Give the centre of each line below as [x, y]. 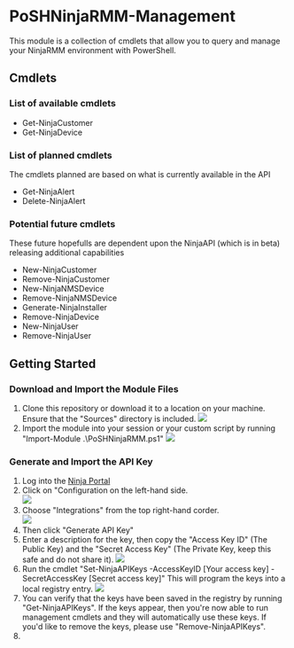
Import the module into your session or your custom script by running [149, 428]
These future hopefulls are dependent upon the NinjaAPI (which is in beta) [145, 243]
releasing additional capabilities [67, 253]
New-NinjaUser [50, 326]
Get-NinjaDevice [52, 132]
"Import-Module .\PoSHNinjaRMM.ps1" [93, 438]
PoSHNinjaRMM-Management [123, 16]
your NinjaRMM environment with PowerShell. [93, 50]
